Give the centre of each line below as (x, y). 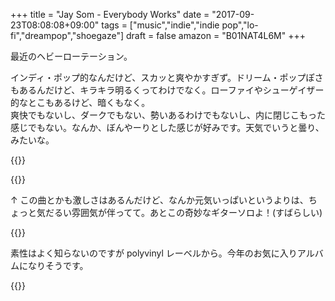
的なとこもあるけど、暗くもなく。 (80, 102)
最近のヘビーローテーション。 (71, 56)
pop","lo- (240, 25)
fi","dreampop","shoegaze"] (67, 35)
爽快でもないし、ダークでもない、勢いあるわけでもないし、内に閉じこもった (168, 115)
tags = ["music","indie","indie (160, 25)
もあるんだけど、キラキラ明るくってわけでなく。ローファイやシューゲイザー (167, 90)
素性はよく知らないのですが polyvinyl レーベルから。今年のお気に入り (154, 253)
